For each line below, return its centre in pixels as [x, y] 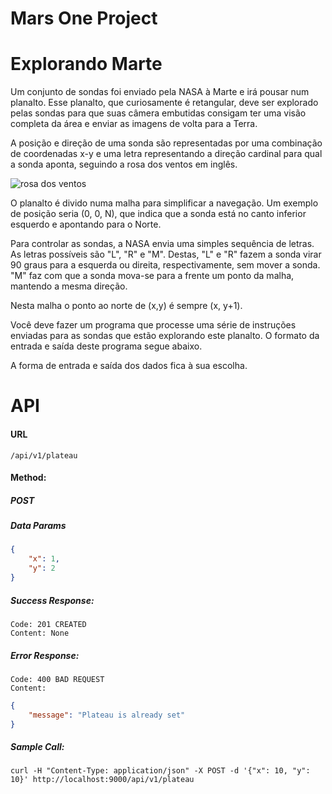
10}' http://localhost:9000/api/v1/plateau [102, 780]
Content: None [40, 633]
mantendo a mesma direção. [69, 286]
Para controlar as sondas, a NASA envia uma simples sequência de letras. [162, 244]
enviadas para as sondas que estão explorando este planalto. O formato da [165, 336]
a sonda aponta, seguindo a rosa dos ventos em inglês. [124, 164]
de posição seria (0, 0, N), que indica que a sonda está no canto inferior [158, 214]
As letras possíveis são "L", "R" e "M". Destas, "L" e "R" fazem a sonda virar [166, 254]
